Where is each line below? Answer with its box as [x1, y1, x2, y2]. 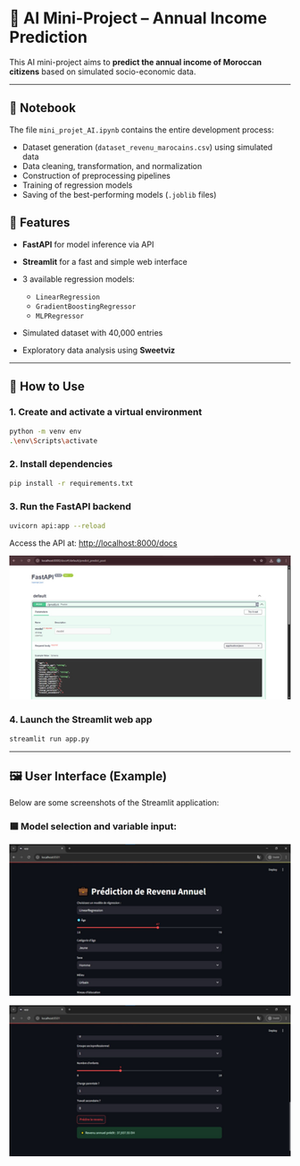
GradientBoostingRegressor [35, 302, 137, 311]
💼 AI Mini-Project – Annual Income [9, 8, 268, 29]
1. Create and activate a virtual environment [9, 405, 203, 418]
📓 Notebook [9, 100, 76, 115]
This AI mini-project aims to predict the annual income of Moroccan [9, 56, 262, 67]
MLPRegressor [35, 311, 85, 320]
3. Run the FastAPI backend [9, 500, 132, 513]
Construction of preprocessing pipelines [21, 170, 171, 181]
